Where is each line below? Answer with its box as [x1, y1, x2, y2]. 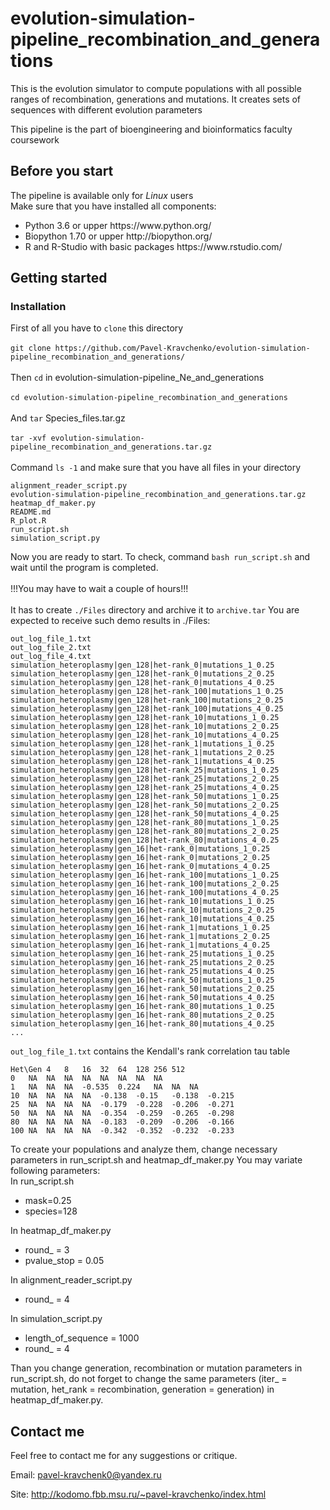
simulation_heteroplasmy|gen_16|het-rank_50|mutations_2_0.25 [10, 984, 275, 994]
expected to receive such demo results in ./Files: [10, 615, 211, 627]
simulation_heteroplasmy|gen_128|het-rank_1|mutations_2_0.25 [10, 748, 275, 758]
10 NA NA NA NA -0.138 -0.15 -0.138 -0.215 [10, 1091, 235, 1101]
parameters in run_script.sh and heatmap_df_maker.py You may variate [10, 1154, 303, 1166]
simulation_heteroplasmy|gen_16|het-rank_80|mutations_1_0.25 [10, 1002, 275, 1012]
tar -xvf [10, 433, 47, 444]
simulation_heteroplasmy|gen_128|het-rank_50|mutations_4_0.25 [10, 809, 280, 819]
